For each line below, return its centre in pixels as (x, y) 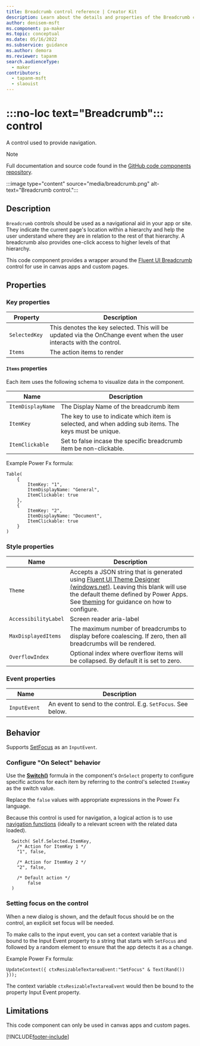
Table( (14, 474)
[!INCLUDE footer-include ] (38, 1037)
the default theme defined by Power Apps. (129, 594)
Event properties (31, 678)
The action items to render (87, 352)
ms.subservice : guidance (37, 45)
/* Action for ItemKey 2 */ (51, 862)
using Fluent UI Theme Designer (115, 579)
